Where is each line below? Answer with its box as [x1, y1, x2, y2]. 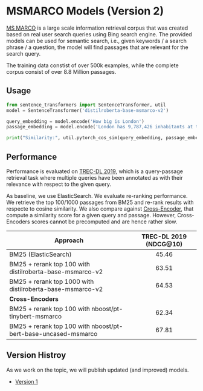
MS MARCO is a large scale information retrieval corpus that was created [6, 24, 188, 31]
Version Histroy [6, 350, 66, 361]
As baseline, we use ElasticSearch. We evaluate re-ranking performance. [6, 192, 188, 199]
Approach [54, 236, 84, 245]
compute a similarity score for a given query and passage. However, [6, 211, 176, 218]
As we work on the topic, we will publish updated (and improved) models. [6, 366, 189, 373]
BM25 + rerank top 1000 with [9, 277, 94, 286]
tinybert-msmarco [9, 312, 62, 320]
